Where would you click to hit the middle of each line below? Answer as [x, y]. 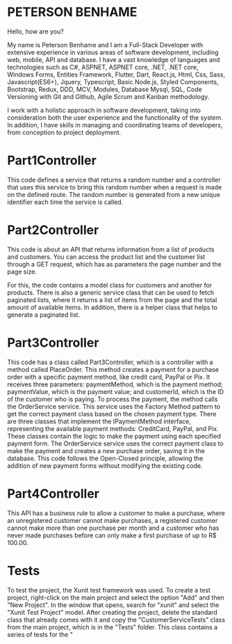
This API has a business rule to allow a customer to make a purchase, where [116, 513]
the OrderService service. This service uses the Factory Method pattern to [114, 406]
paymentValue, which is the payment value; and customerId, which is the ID [116, 391]
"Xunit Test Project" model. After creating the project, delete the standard [112, 612]
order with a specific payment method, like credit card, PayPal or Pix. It [109, 377]
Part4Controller [53, 493]
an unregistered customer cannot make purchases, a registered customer [113, 520]
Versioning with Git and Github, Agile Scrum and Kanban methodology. [108, 96]
